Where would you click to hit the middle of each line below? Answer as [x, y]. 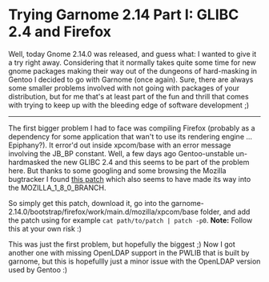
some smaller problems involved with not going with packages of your [124, 88]
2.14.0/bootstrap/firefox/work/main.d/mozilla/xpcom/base [103, 211]
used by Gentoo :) [38, 269]
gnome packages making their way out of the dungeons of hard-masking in [133, 70]
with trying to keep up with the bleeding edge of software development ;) [129, 105]
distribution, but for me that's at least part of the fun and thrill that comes [129, 96]
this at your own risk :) [45, 228]
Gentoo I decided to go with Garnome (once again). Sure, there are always [131, 79]
